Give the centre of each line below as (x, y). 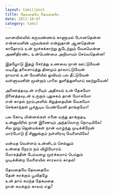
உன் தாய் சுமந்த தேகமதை (29, 181)
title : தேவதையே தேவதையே (32, 14)
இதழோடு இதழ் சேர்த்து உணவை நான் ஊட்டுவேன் (53, 64)
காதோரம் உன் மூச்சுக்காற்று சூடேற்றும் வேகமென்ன (53, 48)
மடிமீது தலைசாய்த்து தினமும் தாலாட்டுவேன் (45, 69)
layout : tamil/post (25, 10)
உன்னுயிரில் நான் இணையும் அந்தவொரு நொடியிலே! (54, 122)
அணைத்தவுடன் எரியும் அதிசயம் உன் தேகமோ (48, 90)
